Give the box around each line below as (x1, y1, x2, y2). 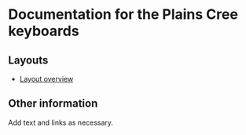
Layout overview (19, 75, 74, 83)
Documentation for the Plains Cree (8, 5, 238, 24)
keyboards (8, 22, 80, 40)
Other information (8, 97, 98, 111)
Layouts (8, 53, 49, 67)
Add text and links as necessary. (8, 118, 114, 127)
